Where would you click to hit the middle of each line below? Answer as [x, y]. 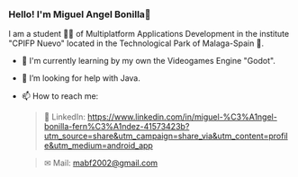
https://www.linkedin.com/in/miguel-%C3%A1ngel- [183, 117]
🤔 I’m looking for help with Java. [81, 78]
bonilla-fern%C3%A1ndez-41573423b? [117, 127]
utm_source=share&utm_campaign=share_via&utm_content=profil [166, 136]
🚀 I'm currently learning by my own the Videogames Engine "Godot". [149, 61]
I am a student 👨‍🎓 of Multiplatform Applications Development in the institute [149, 34]
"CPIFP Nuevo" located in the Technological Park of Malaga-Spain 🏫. [136, 43]
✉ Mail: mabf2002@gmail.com [101, 163]
